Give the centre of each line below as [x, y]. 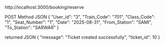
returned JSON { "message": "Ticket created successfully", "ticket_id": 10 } [82, 37]
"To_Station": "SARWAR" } [32, 27]
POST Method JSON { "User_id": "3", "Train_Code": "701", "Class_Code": [80, 17]
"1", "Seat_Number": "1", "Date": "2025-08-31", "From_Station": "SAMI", [78, 22]
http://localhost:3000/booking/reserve [44, 7]
